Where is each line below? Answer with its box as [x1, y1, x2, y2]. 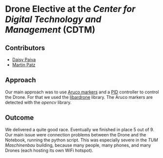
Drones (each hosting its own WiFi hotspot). [5, 147, 94, 153]
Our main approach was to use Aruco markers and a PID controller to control [5, 89, 159, 95]
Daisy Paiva [12, 57, 36, 62]
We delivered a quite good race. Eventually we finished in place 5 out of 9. [5, 126, 155, 133]
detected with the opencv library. [5, 99, 72, 105]
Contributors [5, 44, 45, 52]
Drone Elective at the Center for [5, 3, 136, 15]
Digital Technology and [5, 14, 102, 25]
